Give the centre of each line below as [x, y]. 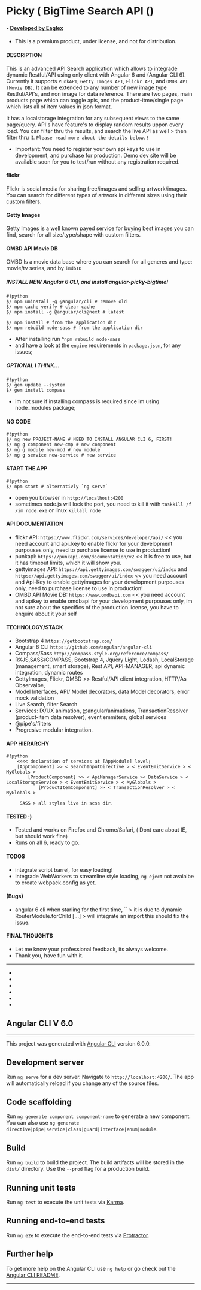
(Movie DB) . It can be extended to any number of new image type [86, 87]
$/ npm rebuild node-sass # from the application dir [75, 328]
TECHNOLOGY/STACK [35, 627]
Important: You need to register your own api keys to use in [88, 149]
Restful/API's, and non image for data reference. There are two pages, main [99, 93]
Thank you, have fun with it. [49, 955]
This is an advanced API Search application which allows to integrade [92, 68]
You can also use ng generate [43, 1123]
